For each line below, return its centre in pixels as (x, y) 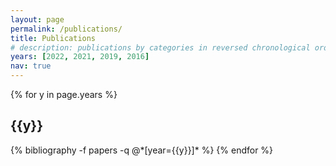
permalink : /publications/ (66, 29)
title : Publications (53, 38)
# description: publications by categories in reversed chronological (160, 47)
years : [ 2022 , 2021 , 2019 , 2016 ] (80, 57)
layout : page (37, 19)
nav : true (31, 66)
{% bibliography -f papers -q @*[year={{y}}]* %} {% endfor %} (142, 150)
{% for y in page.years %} (64, 94)
